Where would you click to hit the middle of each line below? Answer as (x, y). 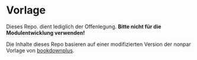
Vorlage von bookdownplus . (40, 50)
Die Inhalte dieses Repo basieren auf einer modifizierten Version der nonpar (98, 44)
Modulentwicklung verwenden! (46, 32)
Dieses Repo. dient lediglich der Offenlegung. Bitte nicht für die (84, 26)
